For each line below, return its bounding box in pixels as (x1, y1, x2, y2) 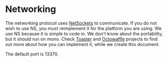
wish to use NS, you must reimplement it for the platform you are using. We (5, 25, 162, 31)
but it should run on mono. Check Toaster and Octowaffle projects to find (5, 36, 158, 42)
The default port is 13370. (5, 51, 59, 57)
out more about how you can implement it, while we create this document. (5, 41, 160, 47)
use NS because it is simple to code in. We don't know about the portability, (5, 30, 163, 36)
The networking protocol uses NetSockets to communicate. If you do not (5, 20, 157, 26)
